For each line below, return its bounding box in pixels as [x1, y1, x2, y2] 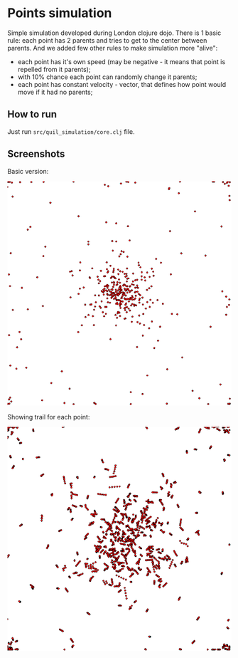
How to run [7, 108, 58, 120]
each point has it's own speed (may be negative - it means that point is [17, 57, 226, 66]
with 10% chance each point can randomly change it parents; [17, 73, 198, 81]
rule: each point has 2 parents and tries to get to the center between [7, 36, 207, 44]
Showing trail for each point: [7, 413, 90, 422]
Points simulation [7, 5, 112, 21]
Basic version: [7, 167, 49, 175]
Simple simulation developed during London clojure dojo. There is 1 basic [7, 28, 222, 37]
